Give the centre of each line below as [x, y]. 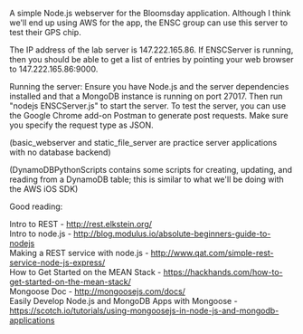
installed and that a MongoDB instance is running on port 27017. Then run [146, 96]
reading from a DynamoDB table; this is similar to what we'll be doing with [147, 179]
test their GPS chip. [45, 32]
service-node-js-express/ [57, 262]
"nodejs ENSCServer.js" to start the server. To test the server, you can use [148, 106]
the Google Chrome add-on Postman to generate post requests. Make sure [149, 115]
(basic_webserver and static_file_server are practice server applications [143, 143]
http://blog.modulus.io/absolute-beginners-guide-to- [172, 234]
